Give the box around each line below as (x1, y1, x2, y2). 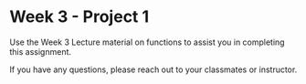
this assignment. (9, 46, 71, 57)
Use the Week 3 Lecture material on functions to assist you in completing (9, 37, 285, 47)
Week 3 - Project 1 (9, 6, 150, 27)
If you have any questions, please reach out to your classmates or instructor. (9, 64, 298, 75)
